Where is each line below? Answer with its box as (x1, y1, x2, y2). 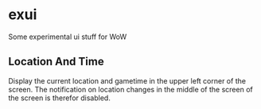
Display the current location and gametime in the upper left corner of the (8, 76, 247, 85)
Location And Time (8, 55, 105, 68)
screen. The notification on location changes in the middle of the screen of (8, 84, 253, 94)
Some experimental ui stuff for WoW (8, 32, 127, 41)
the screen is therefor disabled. (8, 93, 111, 103)
